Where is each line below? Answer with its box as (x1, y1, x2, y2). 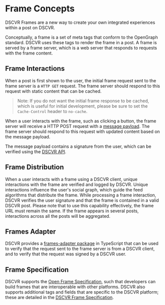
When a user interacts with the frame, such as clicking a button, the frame (5, 118, 157, 124)
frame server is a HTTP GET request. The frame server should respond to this (5, 83, 160, 89)
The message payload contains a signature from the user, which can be (5, 143, 152, 149)
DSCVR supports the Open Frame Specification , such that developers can (5, 279, 156, 285)
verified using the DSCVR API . (5, 148, 66, 154)
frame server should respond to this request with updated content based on (5, 128, 160, 134)
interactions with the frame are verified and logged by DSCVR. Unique (5, 182, 148, 187)
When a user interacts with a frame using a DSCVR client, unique (5, 176, 138, 182)
